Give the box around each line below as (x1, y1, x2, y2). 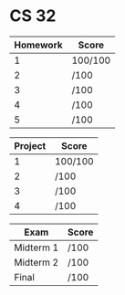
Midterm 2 (14, 256, 59, 269)
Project (14, 139, 47, 152)
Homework (14, 38, 63, 51)
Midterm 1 (14, 241, 59, 254)
